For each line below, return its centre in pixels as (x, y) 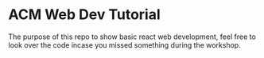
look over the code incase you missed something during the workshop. (124, 44)
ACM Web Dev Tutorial (84, 15)
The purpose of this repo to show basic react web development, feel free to (132, 37)
